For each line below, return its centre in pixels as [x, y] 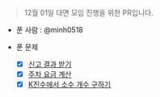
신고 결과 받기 [50, 64]
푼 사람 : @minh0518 [49, 30]
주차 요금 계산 [50, 74]
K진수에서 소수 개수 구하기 [69, 85]
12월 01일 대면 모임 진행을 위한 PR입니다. [88, 13]
